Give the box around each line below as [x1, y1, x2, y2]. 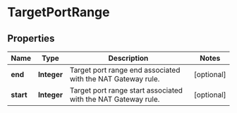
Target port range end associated [69, 65, 181, 75]
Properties [7, 32, 55, 44]
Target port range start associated [69, 85, 183, 95]
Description [108, 54, 149, 63]
